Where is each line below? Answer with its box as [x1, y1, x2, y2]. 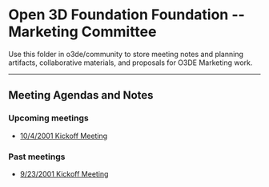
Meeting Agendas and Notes [8, 88, 154, 102]
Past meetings [8, 151, 66, 162]
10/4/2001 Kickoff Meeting [19, 131, 108, 140]
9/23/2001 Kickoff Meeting [19, 169, 109, 178]
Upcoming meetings [8, 112, 90, 124]
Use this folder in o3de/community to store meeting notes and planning [8, 49, 244, 59]
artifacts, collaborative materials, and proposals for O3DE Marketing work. [8, 58, 253, 67]
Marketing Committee [8, 22, 157, 41]
